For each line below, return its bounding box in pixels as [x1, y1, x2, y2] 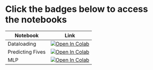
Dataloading [8, 40, 37, 47]
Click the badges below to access [5, 3, 148, 15]
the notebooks [5, 14, 67, 25]
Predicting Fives [8, 48, 46, 55]
